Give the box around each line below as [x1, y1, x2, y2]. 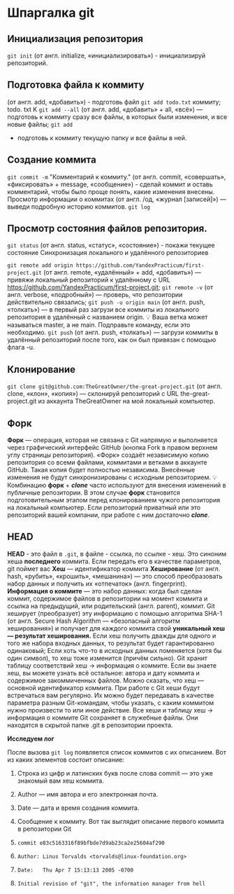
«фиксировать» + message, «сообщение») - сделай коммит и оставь [7, 180, 213, 188]
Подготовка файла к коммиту [7, 79, 145, 91]
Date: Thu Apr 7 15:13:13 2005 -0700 [17, 867, 134, 874]
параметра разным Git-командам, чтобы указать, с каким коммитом [7, 699, 214, 707]
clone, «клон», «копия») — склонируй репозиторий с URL [7, 390, 180, 398]
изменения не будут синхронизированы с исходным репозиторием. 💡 [7, 473, 217, 481]
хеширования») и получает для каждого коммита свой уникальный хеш [7, 624, 226, 632]
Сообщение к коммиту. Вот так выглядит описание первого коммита [17, 817, 225, 825]
